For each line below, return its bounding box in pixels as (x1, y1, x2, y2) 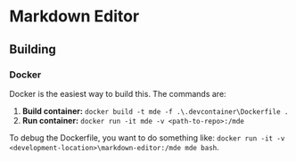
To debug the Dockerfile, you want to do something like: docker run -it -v (9, 132, 285, 143)
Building (9, 42, 56, 57)
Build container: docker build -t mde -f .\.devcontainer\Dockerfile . (21, 105, 289, 117)
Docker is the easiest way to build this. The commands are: (9, 88, 226, 99)
